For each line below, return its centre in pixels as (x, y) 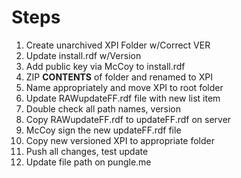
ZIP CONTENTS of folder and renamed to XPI (119, 77)
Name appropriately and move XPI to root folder (124, 87)
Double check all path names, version (103, 108)
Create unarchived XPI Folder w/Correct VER (118, 45)
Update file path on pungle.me (88, 162)
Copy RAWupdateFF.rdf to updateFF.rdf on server (128, 119)
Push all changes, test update (87, 151)
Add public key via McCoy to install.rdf (105, 66)
